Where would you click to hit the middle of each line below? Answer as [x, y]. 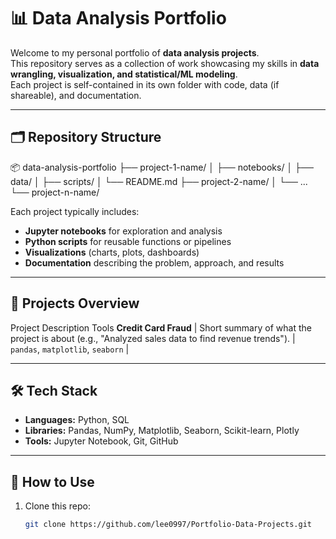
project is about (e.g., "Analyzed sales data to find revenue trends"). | [153, 338]
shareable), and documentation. [76, 95]
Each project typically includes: [75, 211]
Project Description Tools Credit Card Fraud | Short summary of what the [161, 327]
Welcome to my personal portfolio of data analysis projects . [135, 52]
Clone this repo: [57, 506]
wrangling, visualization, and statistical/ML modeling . [124, 74]
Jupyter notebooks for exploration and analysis [123, 231]
